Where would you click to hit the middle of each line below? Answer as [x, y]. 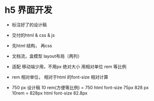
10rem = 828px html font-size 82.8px [50, 93]
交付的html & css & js [33, 35]
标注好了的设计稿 [29, 25]
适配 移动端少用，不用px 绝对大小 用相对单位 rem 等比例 [69, 67]
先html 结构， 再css [32, 45]
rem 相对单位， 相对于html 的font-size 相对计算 [60, 77]
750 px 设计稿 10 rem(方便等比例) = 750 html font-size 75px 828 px [80, 87]
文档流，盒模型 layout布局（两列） [47, 56]
